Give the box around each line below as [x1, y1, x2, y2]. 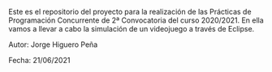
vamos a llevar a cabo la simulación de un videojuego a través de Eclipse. [8, 24, 255, 33]
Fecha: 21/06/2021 [8, 56, 71, 65]
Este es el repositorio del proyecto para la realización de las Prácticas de [8, 7, 252, 16]
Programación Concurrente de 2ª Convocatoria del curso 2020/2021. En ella [8, 15, 264, 25]
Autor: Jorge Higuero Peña [8, 40, 98, 49]
